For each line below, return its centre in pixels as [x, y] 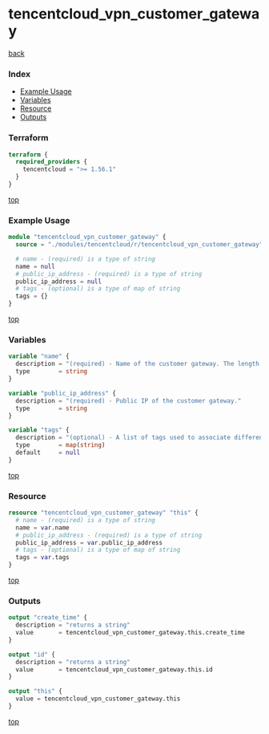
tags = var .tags [42, 558]
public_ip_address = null [59, 282]
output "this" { [35, 691]
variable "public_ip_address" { [62, 393]
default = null [48, 452]
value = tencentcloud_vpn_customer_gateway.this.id [114, 669]
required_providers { [52, 162]
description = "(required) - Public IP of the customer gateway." [128, 401]
